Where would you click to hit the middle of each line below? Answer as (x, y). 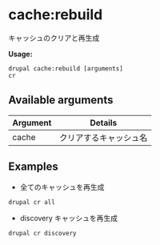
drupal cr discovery (43, 233)
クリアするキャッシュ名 (104, 138)
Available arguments (61, 100)
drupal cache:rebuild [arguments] (66, 68)
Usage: (21, 54)
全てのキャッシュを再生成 (62, 187)
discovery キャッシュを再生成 (69, 218)
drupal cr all (32, 202)
